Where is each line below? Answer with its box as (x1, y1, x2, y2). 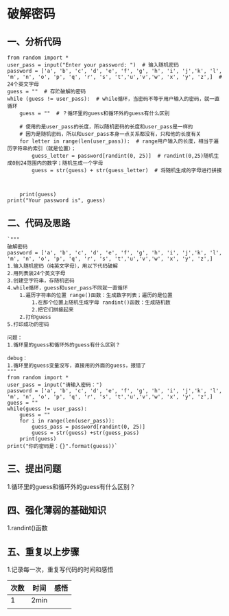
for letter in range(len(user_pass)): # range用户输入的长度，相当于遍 (19, 138, 219, 145)
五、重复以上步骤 (7, 546, 80, 558)
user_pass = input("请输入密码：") (7, 381, 103, 388)
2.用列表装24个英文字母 (7, 270, 66, 276)
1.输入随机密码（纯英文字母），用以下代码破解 (7, 262, 119, 270)
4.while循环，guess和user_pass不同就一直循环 (7, 284, 128, 292)
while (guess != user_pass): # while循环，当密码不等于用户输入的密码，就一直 (7, 95, 220, 102)
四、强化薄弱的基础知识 (7, 505, 106, 517)
